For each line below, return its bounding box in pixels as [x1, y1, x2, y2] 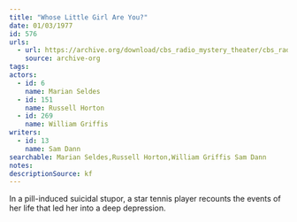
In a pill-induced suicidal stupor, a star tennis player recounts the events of [9, 194, 281, 204]
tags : [9, 63, 29, 72]
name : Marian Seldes [25, 87, 101, 96]
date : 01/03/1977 [9, 21, 73, 30]
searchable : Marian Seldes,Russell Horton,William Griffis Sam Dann [9, 152, 267, 162]
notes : [9, 161, 34, 170]
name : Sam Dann [25, 144, 81, 153]
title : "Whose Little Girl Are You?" [9, 12, 148, 22]
